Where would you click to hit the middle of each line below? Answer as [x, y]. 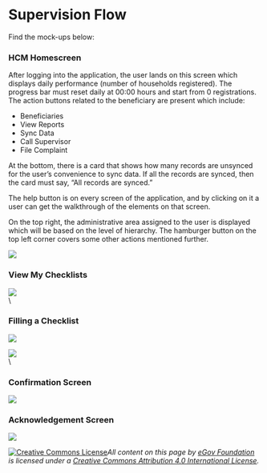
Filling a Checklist [44, 321]
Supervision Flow [67, 15]
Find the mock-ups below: [51, 37]
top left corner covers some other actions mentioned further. [109, 239]
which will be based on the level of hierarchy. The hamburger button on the [132, 230]
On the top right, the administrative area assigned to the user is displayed [129, 222]
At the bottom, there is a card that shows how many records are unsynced [131, 166]
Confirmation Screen [50, 382]
